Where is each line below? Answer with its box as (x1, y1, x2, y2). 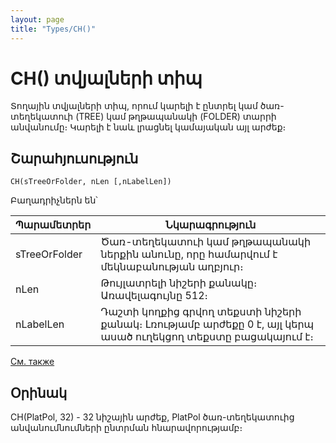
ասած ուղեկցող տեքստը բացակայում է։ (100, 330, 314, 344)
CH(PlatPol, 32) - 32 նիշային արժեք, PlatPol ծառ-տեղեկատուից (10, 411, 295, 423)
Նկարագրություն (165, 218, 257, 232)
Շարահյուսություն (10, 150, 139, 167)
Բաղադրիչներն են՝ (10, 194, 98, 206)
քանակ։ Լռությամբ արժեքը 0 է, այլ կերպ (100, 317, 315, 331)
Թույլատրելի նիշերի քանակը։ (100, 276, 258, 290)
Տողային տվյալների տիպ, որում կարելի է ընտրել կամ (10, 100, 258, 112)
